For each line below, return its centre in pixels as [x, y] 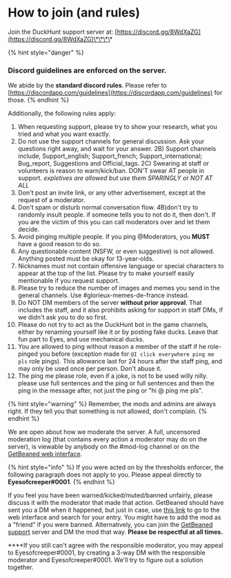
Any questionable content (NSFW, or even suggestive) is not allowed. [116, 251]
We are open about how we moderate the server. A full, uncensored [104, 432]
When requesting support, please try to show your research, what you [118, 127]
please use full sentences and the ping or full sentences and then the [116, 383]
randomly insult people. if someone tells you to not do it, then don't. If [117, 215]
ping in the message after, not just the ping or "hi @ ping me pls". [110, 390]
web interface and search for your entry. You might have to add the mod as [114, 517]
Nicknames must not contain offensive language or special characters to [121, 266]
